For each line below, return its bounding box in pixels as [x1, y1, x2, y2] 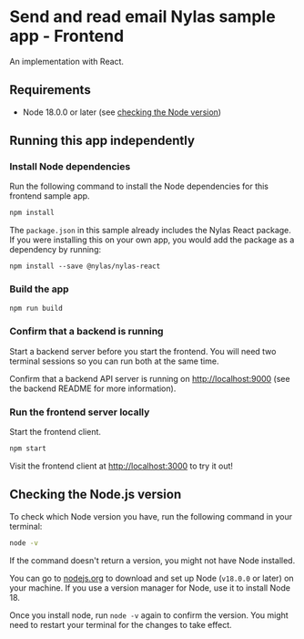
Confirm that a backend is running [9, 325, 164, 338]
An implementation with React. [9, 56, 125, 67]
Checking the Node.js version [9, 487, 182, 502]
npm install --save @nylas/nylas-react [9, 262, 161, 271]
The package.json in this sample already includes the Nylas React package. [9, 225, 291, 236]
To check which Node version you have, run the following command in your [9, 510, 293, 521]
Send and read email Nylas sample [9, 6, 276, 27]
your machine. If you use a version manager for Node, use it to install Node [9, 582, 291, 593]
